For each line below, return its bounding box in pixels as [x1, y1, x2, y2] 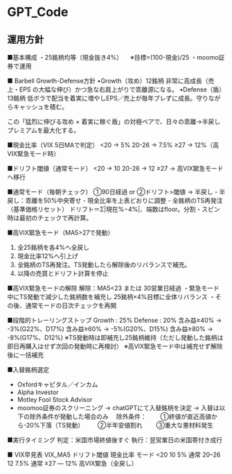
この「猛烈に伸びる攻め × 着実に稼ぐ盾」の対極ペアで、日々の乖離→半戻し [7, 117, 220, 126]
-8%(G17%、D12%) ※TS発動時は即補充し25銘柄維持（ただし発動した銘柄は [7, 334, 224, 341]
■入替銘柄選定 [7, 366, 50, 373]
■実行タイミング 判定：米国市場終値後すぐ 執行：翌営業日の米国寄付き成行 [7, 436, 223, 444]
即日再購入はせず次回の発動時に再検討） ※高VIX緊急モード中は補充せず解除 [7, 342, 223, 350]
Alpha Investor [17, 388, 59, 396]
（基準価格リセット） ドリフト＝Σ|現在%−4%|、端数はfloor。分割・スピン [7, 205, 220, 213]
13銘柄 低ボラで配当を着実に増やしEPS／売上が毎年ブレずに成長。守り [7, 94, 209, 102]
